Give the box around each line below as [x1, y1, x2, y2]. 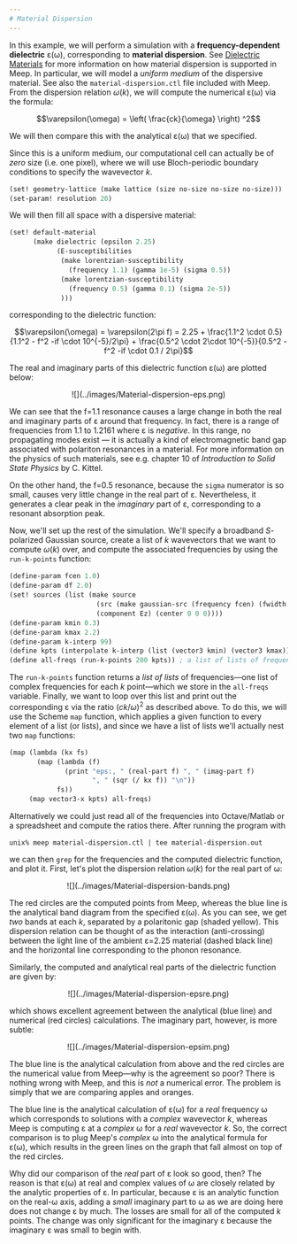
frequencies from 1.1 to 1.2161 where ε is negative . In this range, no [9, 425, 252, 436]
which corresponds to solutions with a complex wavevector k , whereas [9, 1114, 268, 1124]
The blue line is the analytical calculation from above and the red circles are [9, 1059, 285, 1070]
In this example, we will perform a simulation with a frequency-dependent [9, 40, 280, 50]
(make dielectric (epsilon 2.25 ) [32, 237, 156, 247]
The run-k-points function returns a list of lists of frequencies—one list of [9, 672, 278, 683]
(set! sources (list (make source [9, 591, 137, 599]
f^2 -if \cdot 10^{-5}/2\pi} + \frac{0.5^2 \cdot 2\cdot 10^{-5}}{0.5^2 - [36, 336, 287, 347]
